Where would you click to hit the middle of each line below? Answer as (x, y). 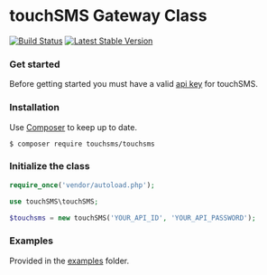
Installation (35, 108)
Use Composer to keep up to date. (74, 127)
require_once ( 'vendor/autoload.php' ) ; (82, 185)
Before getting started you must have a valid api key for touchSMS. (134, 84)
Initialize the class (50, 166)
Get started (35, 64)
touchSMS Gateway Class (108, 16)
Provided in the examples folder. (69, 261)
